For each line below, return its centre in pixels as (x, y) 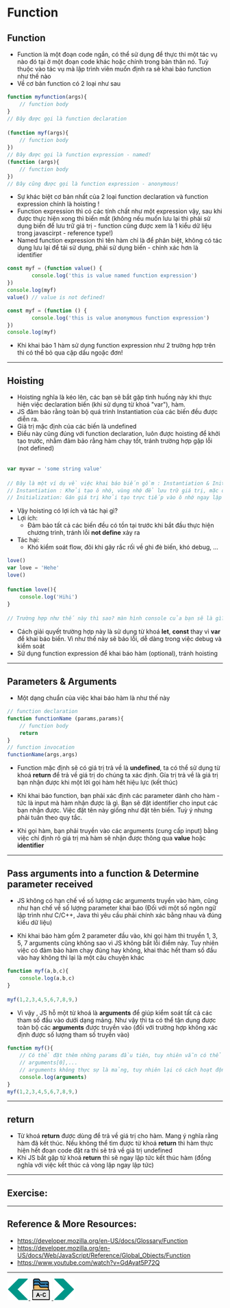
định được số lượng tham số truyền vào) (73, 1035)
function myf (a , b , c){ (38, 971)
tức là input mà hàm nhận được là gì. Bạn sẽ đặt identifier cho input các (117, 803)
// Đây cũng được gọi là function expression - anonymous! (93, 184)
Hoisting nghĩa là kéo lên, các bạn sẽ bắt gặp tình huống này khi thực (114, 397)
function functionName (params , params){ (66, 718)
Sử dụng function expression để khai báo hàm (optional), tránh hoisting (117, 653)
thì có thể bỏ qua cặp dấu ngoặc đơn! (70, 353)
